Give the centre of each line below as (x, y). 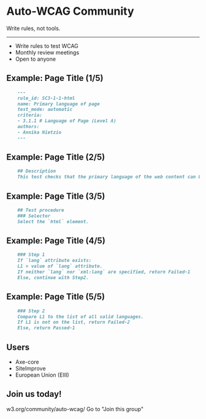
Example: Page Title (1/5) (55, 78)
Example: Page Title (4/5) (56, 241)
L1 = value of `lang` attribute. (60, 266)
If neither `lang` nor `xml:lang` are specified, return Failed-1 (104, 272)
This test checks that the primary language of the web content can (107, 177)
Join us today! (34, 394)
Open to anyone (36, 59)
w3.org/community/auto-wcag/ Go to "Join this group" (75, 409)
